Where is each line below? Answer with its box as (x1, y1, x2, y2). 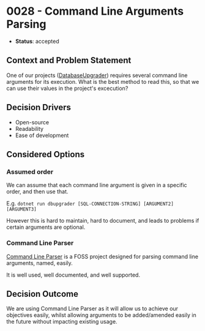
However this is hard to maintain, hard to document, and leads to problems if (6, 217, 199, 225)
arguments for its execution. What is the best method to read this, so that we (6, 78, 199, 85)
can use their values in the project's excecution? (6, 84, 129, 92)
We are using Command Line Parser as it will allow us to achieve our (6, 305, 179, 313)
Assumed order (6, 167, 54, 176)
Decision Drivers (6, 102, 72, 113)
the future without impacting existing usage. (6, 318, 117, 325)
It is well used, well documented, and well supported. (6, 271, 141, 278)
